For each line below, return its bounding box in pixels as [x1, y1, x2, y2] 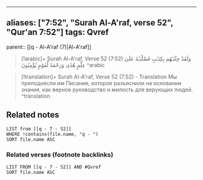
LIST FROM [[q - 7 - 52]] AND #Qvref [6, 164, 101, 170]
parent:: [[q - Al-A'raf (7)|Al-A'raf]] [6, 43, 92, 50]
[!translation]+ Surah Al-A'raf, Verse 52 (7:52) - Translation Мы [21, 73, 177, 80]
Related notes [6, 110, 59, 120]
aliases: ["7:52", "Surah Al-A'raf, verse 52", [6, 18, 173, 28]
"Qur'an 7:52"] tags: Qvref [6, 27, 109, 37]
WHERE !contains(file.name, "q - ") [6, 131, 98, 137]
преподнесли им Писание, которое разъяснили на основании [21, 79, 182, 86]
